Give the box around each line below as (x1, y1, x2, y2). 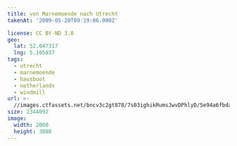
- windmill (13, 89, 46, 96)
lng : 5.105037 (13, 49, 55, 56)
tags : (7, 56, 23, 63)
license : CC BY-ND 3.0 (7, 30, 74, 37)
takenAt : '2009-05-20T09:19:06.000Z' (7, 17, 119, 24)
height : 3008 (13, 128, 52, 135)
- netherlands (13, 82, 55, 89)
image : (7, 115, 27, 122)
